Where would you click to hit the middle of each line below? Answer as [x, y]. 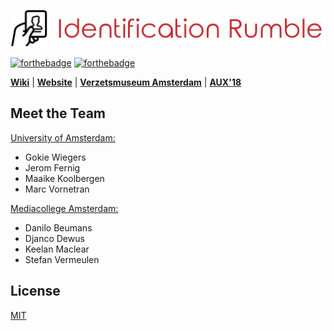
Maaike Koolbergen [64, 178]
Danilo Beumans [58, 227]
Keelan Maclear [57, 249]
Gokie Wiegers [55, 157]
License [35, 291]
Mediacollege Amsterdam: [64, 208]
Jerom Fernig [52, 167]
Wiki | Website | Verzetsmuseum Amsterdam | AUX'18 [126, 82]
